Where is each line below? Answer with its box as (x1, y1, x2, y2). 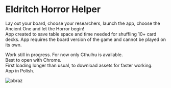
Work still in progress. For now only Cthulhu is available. (5, 52, 123, 58)
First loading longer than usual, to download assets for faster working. (5, 62, 153, 68)
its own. (5, 41, 22, 48)
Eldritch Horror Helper (5, 4, 101, 15)
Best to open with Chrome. (5, 57, 62, 63)
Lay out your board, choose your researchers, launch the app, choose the (5, 20, 161, 26)
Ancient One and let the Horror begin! (5, 25, 84, 31)
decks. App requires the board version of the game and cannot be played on (5, 36, 166, 42)
